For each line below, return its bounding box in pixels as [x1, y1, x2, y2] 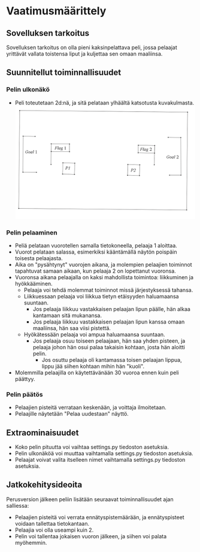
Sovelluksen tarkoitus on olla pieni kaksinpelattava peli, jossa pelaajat [6, 44, 178, 51]
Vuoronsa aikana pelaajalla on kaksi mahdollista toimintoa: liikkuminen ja [14, 273, 193, 280]
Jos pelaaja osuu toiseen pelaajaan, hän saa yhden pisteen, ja [32, 337, 186, 344]
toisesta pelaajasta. [14, 254, 63, 261]
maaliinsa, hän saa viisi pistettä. [32, 324, 111, 331]
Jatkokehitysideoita [6, 480, 83, 490]
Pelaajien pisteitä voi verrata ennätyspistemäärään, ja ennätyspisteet [14, 513, 184, 521]
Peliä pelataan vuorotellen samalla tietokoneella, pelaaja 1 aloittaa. [14, 242, 178, 249]
